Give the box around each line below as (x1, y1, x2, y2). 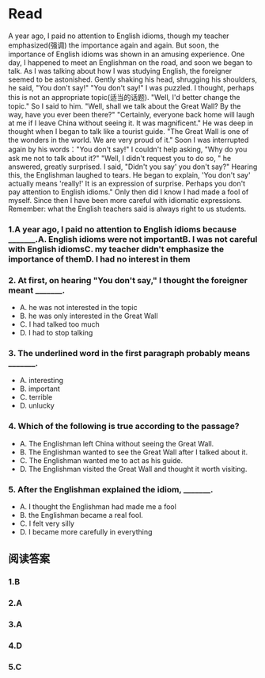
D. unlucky (19, 401, 55, 411)
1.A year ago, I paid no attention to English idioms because (8, 224, 237, 235)
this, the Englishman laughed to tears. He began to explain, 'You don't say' (8, 170, 251, 179)
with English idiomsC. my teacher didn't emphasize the (8, 243, 225, 255)
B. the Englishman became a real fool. (19, 511, 144, 520)
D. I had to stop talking (19, 328, 93, 338)
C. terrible (19, 393, 53, 402)
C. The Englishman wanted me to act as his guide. (19, 455, 184, 465)
